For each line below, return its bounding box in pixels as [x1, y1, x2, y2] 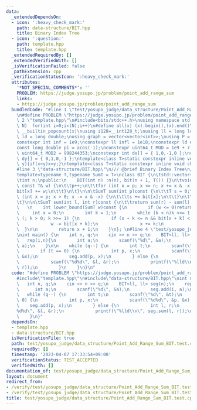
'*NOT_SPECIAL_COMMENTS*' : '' [16, 85, 91, 91]
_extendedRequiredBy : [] [11, 52, 72, 58]
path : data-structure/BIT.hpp [16, 25, 91, 31]
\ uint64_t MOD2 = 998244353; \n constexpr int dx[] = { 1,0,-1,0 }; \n [16, 150, 191, 156]
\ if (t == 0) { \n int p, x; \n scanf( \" [16, 248, 193, 254]
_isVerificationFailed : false [11, 63, 85, 69]
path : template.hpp [16, 42, 64, 47]
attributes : [11, 80, 41, 86]
